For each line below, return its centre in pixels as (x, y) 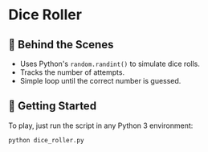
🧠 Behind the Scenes (61, 45)
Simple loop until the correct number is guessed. (100, 81)
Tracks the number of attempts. (72, 72)
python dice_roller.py (46, 140)
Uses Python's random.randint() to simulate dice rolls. (110, 64)
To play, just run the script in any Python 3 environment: (101, 125)
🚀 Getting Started (53, 106)
